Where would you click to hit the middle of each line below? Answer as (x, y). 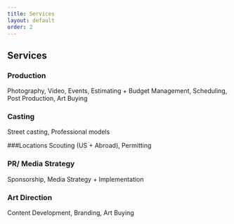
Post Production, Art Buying (47, 99)
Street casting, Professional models (59, 132)
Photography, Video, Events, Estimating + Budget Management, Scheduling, (117, 91)
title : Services (31, 14)
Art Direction (30, 197)
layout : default (31, 20)
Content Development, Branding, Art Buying (71, 213)
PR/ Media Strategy (41, 164)
